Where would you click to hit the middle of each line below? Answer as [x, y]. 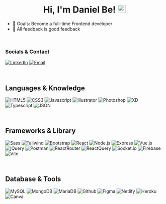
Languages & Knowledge [45, 88]
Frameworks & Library [40, 131]
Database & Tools [33, 179]
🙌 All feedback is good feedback [46, 29]
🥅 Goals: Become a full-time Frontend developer [62, 24]
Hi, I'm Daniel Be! [80, 10]
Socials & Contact [27, 52]
